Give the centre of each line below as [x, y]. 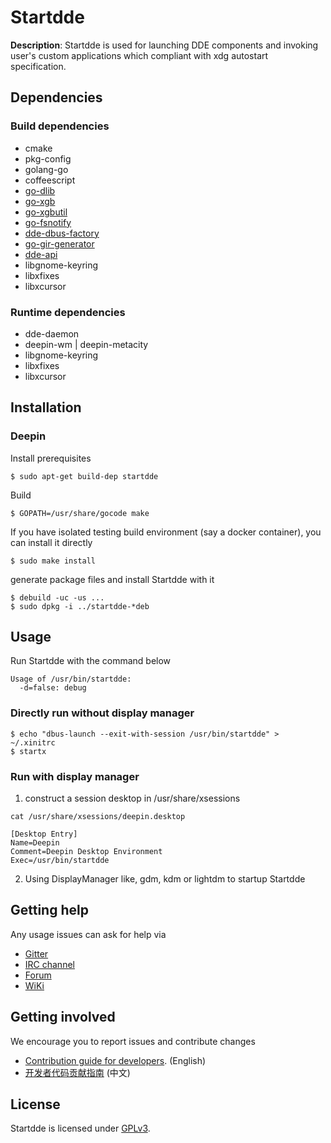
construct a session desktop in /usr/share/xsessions [132, 798]
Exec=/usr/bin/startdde [60, 861]
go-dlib [40, 190]
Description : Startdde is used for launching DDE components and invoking [164, 45]
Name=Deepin [35, 843]
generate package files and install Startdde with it [112, 579]
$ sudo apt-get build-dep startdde [84, 476]
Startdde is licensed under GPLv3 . [80, 1128]
